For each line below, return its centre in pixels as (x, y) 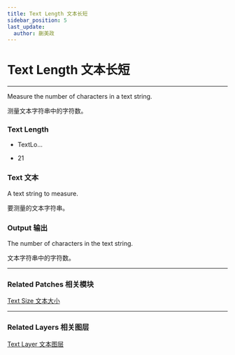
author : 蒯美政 (34, 33)
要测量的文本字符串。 (38, 208)
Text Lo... (30, 145)
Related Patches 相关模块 (51, 284)
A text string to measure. (43, 193)
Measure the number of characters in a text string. (80, 97)
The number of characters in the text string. (70, 244)
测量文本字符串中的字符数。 (47, 111)
